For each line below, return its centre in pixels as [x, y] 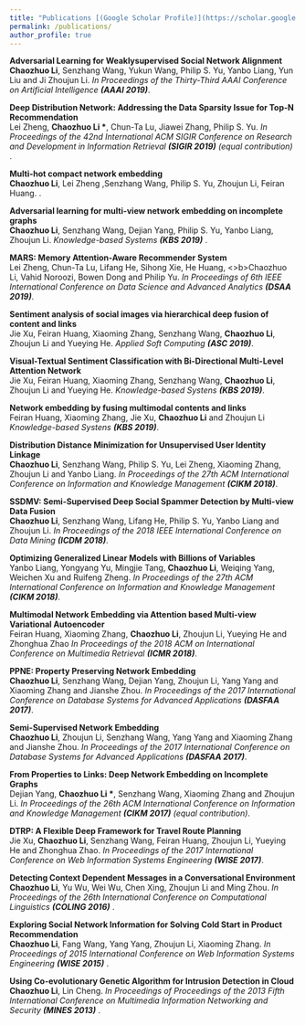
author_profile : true [51, 35]
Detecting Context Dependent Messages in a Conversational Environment [152, 878]
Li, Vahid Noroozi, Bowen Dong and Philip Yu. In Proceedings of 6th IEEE [146, 277]
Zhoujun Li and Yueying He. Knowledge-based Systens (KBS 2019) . [137, 390]
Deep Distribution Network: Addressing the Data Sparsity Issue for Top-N [152, 108]
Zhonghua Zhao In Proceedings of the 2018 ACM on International [132, 644]
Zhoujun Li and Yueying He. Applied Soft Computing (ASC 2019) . [131, 343]
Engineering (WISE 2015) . [59, 964]
